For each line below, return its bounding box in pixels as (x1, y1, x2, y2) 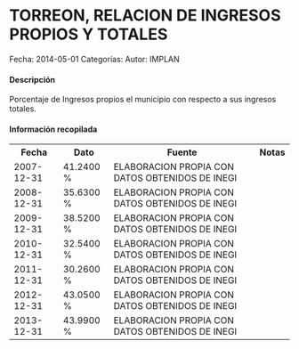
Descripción (9, 74, 56, 85)
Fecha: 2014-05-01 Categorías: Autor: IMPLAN (9, 53, 180, 64)
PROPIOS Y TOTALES (9, 24, 168, 45)
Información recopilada (9, 124, 98, 134)
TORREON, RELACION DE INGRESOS (9, 5, 281, 26)
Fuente (166, 146, 198, 158)
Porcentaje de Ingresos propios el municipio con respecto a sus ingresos (9, 94, 277, 105)
